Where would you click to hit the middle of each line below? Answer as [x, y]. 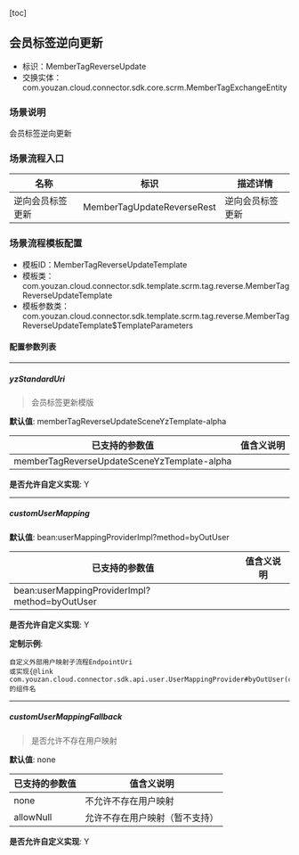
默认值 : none [32, 759]
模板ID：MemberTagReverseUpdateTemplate [105, 264]
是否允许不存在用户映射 [74, 740]
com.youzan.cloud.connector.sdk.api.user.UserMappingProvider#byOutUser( [149, 679]
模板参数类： [45, 306]
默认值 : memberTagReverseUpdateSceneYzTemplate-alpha [118, 421]
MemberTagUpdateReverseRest [149, 207]
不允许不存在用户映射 [130, 801]
